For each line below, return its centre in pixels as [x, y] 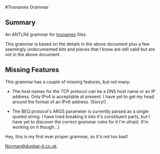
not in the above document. [33, 54]
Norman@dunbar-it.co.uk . [31, 146]
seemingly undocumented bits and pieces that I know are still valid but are [80, 49]
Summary [20, 22]
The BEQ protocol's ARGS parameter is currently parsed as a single [80, 111]
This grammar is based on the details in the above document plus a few [77, 44]
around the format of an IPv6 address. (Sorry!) [59, 102]
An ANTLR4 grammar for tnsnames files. [46, 34]
